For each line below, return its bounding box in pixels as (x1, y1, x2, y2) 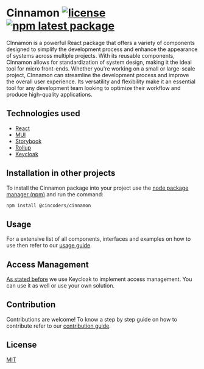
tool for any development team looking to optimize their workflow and (6, 84, 181, 91)
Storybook (15, 137, 42, 145)
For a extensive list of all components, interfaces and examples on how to (6, 235, 191, 243)
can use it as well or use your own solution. (6, 282, 114, 289)
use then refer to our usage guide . (6, 242, 93, 249)
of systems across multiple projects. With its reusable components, (6, 52, 175, 59)
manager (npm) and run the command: (6, 190, 104, 198)
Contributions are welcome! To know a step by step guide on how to (6, 316, 178, 323)
